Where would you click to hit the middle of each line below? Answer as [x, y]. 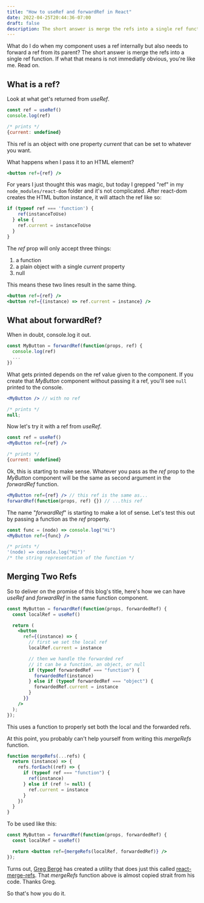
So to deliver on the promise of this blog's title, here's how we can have [96, 591]
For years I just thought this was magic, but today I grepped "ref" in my [95, 185]
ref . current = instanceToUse [54, 226]
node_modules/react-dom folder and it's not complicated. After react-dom [97, 191]
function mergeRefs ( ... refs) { [46, 756]
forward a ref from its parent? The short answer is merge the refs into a [96, 53]
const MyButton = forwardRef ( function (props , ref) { [75, 346]
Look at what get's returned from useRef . [58, 99]
